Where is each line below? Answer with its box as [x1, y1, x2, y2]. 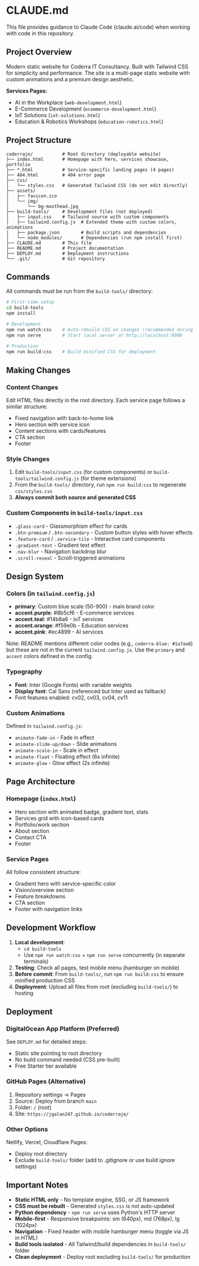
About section [14, 827, 49, 834]
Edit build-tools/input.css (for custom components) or [14, 469, 153, 476]
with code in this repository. [6, 29, 74, 36]
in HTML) [14, 1234, 38, 1241]
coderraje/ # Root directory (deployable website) [6, 151, 161, 157]
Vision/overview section [14, 886, 74, 894]
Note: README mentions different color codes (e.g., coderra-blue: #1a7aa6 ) [6, 640, 193, 647]
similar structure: [6, 403, 48, 410]
